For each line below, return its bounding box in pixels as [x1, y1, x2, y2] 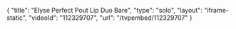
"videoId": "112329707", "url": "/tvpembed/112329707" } [29, 13, 193, 22]
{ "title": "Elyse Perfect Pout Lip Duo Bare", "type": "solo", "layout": [6, 6, 202, 14]
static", [6, 13, 28, 22]
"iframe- [203, 6, 229, 14]
